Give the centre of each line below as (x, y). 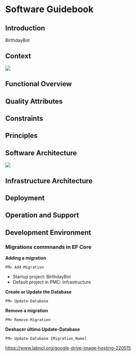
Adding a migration (26, 258)
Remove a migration (27, 311)
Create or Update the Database (38, 292)
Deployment (25, 198)
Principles (21, 136)
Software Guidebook (49, 9)
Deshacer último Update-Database (42, 329)
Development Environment (48, 233)
